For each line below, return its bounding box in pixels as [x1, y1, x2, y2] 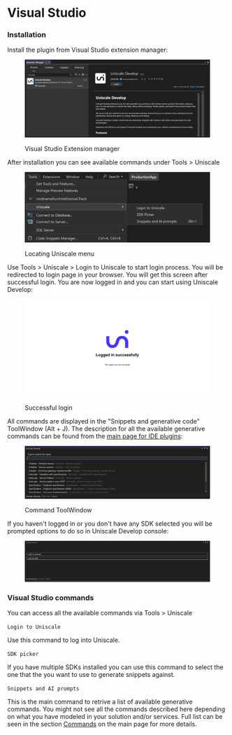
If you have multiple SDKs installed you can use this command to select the [7, 663, 224, 671]
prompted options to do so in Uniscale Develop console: [7, 527, 169, 535]
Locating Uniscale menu [24, 250, 95, 258]
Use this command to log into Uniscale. [7, 636, 120, 644]
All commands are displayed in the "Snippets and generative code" [7, 416, 201, 425]
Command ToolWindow [24, 506, 92, 514]
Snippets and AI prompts [7, 685, 80, 692]
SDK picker [7, 650, 39, 657]
